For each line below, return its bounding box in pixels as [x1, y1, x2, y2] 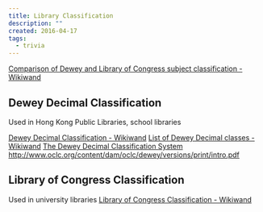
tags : [8, 34, 27, 43]
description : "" [8, 19, 63, 27]
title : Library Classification [8, 11, 114, 20]
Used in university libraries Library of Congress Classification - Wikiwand [8, 194, 253, 204]
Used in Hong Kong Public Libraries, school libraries [8, 117, 182, 127]
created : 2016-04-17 [8, 27, 78, 35]
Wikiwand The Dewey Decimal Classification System [8, 141, 183, 151]
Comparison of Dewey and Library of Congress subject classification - [8, 64, 243, 73]
